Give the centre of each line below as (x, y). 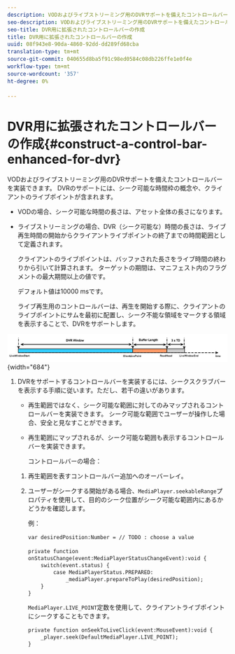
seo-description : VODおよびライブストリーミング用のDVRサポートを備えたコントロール (119, 22)
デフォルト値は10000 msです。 (62, 291)
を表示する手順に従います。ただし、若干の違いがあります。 (102, 390)
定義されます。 (45, 244)
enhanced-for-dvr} (64, 159)
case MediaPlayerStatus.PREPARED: (103, 573)
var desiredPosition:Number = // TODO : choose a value (111, 538)
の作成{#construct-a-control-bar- (107, 144)
